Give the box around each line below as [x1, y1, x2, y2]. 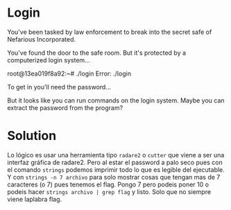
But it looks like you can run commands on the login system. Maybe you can [7, 96, 225, 105]
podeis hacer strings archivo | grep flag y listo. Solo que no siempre [7, 187, 212, 195]
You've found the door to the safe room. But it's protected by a [7, 49, 186, 57]
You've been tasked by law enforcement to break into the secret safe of [7, 28, 212, 36]
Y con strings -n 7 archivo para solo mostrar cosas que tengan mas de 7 [7, 173, 221, 181]
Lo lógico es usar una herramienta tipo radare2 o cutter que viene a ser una [7, 150, 225, 159]
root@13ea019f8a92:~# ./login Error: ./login [7, 69, 132, 78]
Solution [7, 128, 57, 143]
